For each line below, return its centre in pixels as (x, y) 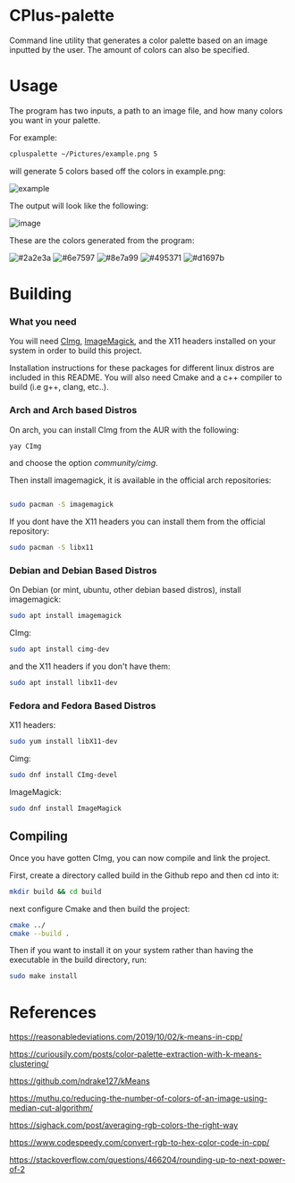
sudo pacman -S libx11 (51, 548)
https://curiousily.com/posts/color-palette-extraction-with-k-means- (135, 1054)
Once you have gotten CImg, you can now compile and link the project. (140, 858)
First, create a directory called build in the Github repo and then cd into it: (144, 875)
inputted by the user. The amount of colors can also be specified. (130, 49)
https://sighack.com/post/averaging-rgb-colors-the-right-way (124, 1125)
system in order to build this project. (76, 351)
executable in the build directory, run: (78, 960)
